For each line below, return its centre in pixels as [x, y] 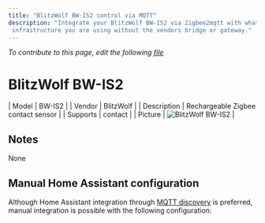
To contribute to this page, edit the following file [86, 53]
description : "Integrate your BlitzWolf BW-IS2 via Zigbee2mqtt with [125, 23]
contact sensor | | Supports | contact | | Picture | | [121, 114]
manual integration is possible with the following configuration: [110, 210]
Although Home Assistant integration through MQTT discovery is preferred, [131, 202]
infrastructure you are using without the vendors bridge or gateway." [132, 30]
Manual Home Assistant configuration [104, 183]
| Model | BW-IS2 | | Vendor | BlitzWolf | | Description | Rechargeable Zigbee [132, 106]
